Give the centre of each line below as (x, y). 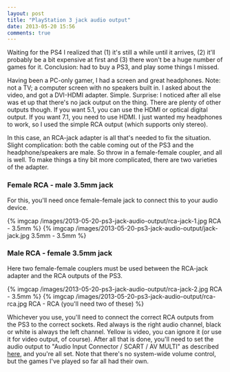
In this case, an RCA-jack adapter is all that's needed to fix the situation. (109, 138)
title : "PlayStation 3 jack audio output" (69, 20)
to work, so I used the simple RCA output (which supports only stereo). (107, 124)
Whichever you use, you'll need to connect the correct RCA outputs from (111, 317)
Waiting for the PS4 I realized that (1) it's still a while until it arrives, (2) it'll (111, 52)
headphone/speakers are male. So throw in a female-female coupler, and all (115, 153)
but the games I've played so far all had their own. (78, 361)
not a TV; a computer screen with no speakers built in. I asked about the (109, 88)
